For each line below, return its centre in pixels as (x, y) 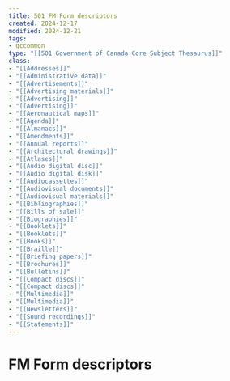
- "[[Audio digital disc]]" (56, 167)
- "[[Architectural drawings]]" (63, 151)
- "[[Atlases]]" (36, 159)
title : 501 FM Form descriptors (63, 16)
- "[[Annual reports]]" (49, 144)
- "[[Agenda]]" (34, 121)
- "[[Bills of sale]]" (47, 211)
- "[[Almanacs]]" (38, 129)
